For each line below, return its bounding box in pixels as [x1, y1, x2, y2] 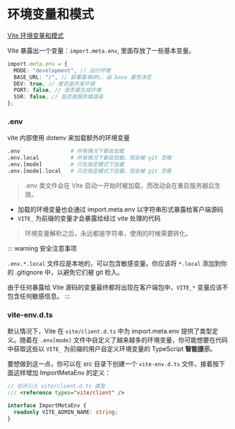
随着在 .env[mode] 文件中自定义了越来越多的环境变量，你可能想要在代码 [19, 336, 228, 344]
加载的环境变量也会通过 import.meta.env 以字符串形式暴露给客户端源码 [17, 205, 224, 213]
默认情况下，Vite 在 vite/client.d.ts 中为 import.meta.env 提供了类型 [7, 327, 212, 336]
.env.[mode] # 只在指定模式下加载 [7, 161, 125, 168]
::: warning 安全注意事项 [7, 244, 78, 252]
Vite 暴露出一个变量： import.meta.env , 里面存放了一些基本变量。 [7, 46, 195, 55]
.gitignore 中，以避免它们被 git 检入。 [15, 268, 123, 276]
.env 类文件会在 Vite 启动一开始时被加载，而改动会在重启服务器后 [24, 181, 215, 190]
